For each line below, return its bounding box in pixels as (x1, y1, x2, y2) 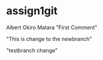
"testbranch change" (6, 46, 58, 54)
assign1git (6, 4, 58, 18)
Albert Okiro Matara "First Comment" (6, 24, 98, 31)
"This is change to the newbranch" (6, 35, 92, 42)
